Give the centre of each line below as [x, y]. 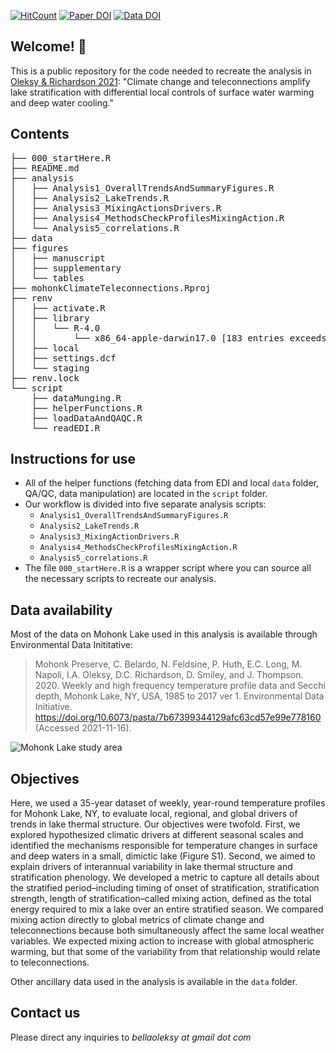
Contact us [45, 1013]
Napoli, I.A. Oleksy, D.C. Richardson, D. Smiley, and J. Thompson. [169, 675]
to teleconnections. [50, 962]
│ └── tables [47, 278]
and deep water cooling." [62, 102]
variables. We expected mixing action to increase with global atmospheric [162, 941]
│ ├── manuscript [58, 258]
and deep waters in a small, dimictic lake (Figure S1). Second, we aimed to [163, 856]
